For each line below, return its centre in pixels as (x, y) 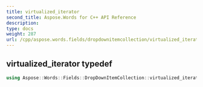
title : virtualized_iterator (43, 12)
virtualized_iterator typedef (60, 64)
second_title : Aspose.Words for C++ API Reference (71, 17)
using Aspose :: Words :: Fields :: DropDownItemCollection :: (78, 78)
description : (23, 23)
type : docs (20, 28)
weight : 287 (21, 34)
